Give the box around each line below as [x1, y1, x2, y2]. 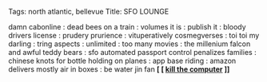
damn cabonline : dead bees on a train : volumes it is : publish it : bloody [8, 22, 246, 31]
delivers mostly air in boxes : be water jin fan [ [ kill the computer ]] [8, 64, 230, 74]
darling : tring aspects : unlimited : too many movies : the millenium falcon [8, 39, 251, 49]
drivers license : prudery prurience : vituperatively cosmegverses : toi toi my [8, 31, 260, 40]
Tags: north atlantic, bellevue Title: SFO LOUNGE [8, 7, 169, 16]
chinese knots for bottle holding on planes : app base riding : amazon [8, 56, 237, 65]
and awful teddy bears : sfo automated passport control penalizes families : [8, 48, 257, 57]
